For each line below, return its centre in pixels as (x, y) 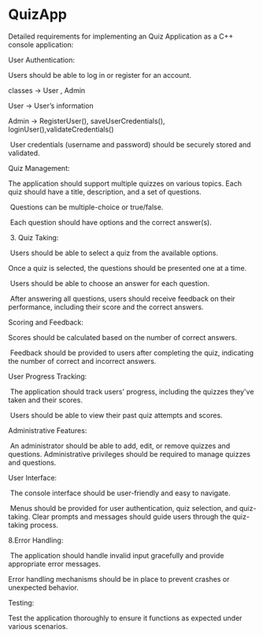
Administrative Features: (48, 430)
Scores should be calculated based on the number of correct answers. (123, 337)
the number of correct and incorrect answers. (82, 361)
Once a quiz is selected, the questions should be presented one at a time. (128, 268)
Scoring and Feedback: (46, 322)
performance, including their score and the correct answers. (106, 307)
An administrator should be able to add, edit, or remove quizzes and (120, 446)
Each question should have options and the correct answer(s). (111, 222)
